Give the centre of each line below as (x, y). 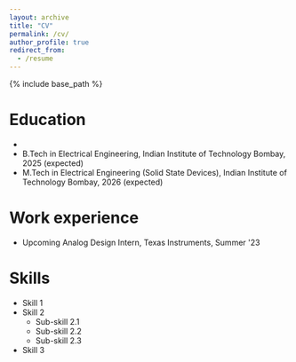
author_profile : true (49, 42)
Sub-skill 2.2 (59, 331)
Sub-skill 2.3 (58, 340)
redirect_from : (37, 51)
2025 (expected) (53, 163)
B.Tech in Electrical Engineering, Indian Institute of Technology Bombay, (154, 153)
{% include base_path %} (56, 84)
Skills (30, 278)
